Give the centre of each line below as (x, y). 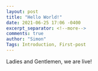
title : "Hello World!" (34, 17)
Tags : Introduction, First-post (46, 45)
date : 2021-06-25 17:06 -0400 (44, 22)
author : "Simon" (26, 39)
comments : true (25, 34)
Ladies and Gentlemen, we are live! (49, 61)
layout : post (22, 12)
